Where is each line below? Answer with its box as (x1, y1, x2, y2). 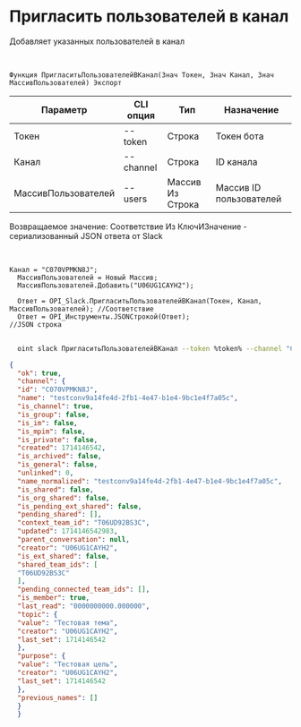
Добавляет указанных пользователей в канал (9, 36, 185, 47)
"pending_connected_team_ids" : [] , (17, 585, 150, 594)
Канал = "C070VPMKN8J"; (9, 265, 99, 274)
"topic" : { (17, 610, 58, 619)
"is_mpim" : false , (17, 427, 87, 436)
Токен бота (215, 130, 264, 142)
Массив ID (215, 181, 262, 193)
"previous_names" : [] (17, 693, 99, 702)
